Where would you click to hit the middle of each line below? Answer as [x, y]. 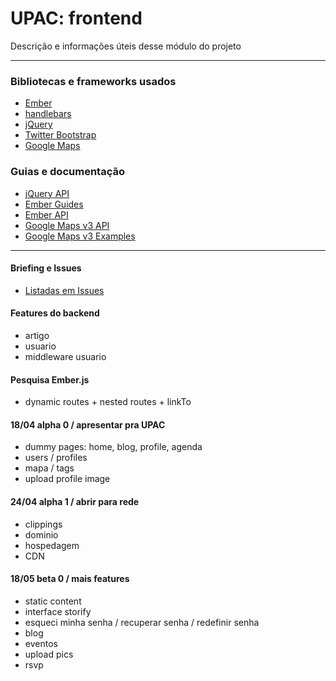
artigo [37, 335]
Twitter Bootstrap [60, 135]
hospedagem [52, 545]
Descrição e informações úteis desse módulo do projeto [126, 46]
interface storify [58, 611]
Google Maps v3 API [67, 225]
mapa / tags [49, 468]
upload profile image [67, 479]
